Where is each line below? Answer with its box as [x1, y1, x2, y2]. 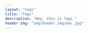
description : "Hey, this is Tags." [5, 16, 77, 21]
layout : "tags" [5, 7, 36, 12]
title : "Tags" [5, 12, 34, 16]
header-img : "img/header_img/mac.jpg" [5, 20, 84, 26]
